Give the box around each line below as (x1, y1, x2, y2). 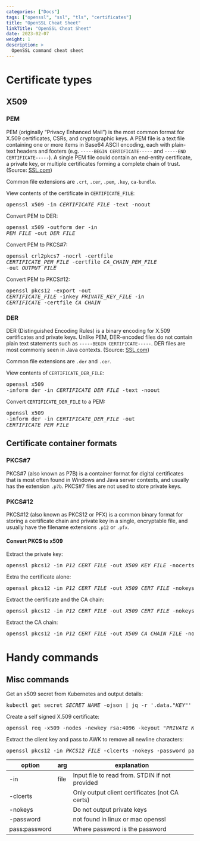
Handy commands (6, 651, 99, 664)
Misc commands (6, 675, 70, 685)
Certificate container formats (6, 438, 117, 449)
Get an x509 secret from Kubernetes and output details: (6, 690, 143, 698)
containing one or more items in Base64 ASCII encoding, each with (6, 141, 171, 148)
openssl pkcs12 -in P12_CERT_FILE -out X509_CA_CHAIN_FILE (6, 630, 183, 637)
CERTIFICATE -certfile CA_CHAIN (6, 299, 101, 306)
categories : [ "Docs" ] (6, 8, 60, 15)
